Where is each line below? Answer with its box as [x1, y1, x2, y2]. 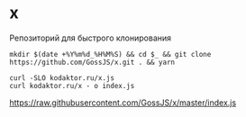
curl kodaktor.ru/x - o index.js [9, 81, 135, 90]
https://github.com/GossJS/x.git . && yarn [9, 58, 176, 67]
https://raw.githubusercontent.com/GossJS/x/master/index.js [9, 97, 237, 108]
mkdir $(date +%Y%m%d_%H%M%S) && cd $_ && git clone [9, 49, 212, 58]
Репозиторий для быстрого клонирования [9, 32, 172, 43]
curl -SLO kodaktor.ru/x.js [9, 73, 115, 83]
